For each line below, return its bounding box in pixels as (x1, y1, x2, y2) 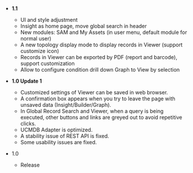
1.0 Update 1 (11, 77, 42, 84)
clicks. (20, 120, 36, 127)
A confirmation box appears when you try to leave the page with (20, 95, 175, 102)
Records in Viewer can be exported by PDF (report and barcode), (20, 54, 177, 60)
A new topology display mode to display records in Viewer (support (20, 41, 183, 48)
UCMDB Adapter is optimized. (20, 126, 93, 133)
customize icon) (20, 48, 60, 55)
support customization (20, 60, 75, 67)
